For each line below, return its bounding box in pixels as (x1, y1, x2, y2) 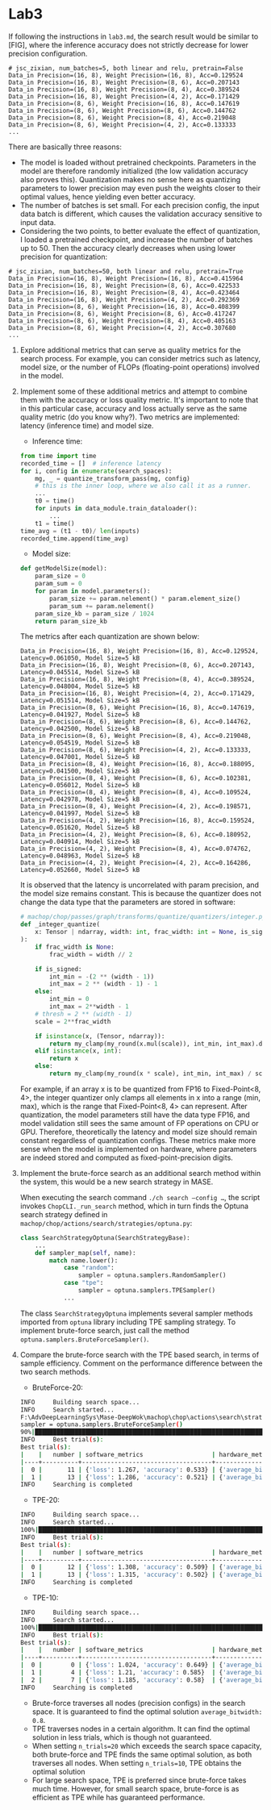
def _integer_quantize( (19, 920, 101, 928)
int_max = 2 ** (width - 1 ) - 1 (49, 980, 158, 988)
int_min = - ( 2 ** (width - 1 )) (49, 973, 155, 981)
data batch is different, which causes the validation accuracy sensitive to (19, 209, 262, 219)
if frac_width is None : (35, 943, 115, 951)
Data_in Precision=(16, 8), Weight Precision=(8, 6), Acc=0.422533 (8, 282, 240, 290)
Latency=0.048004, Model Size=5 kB (19, 682, 140, 690)
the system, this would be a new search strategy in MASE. (19, 1177, 214, 1187)
